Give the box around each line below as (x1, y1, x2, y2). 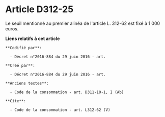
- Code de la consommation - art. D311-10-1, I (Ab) (10, 90, 124, 95)
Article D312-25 (5, 4, 74, 15)
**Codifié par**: (5, 45, 42, 50)
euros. (5, 25, 19, 31)
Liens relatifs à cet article (5, 35, 60, 42)
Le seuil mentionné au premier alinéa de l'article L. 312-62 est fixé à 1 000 (5, 20, 160, 26)
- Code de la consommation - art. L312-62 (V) (10, 107, 111, 112)
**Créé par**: (5, 63, 36, 68)
